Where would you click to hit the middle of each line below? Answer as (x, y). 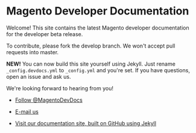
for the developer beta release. (45, 34)
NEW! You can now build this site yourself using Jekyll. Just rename (91, 64)
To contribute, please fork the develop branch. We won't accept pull (91, 46)
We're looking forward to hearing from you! (60, 88)
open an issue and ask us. (39, 76)
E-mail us (27, 111)
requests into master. (33, 52)
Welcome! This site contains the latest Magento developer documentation (98, 28)
